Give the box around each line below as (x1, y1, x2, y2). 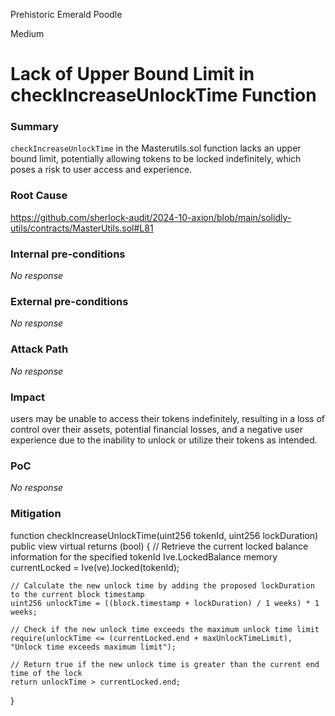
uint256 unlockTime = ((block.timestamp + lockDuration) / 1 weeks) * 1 (10, 598, 320, 608)
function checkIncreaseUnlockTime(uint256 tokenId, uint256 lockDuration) (10, 529, 319, 541)
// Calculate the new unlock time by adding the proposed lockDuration (10, 580, 315, 591)
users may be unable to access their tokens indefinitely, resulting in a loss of (10, 412, 326, 424)
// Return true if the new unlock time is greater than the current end (10, 659, 320, 669)
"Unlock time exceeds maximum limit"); (10, 642, 177, 652)
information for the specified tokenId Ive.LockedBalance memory (10, 550, 278, 563)
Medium (10, 28, 45, 39)
